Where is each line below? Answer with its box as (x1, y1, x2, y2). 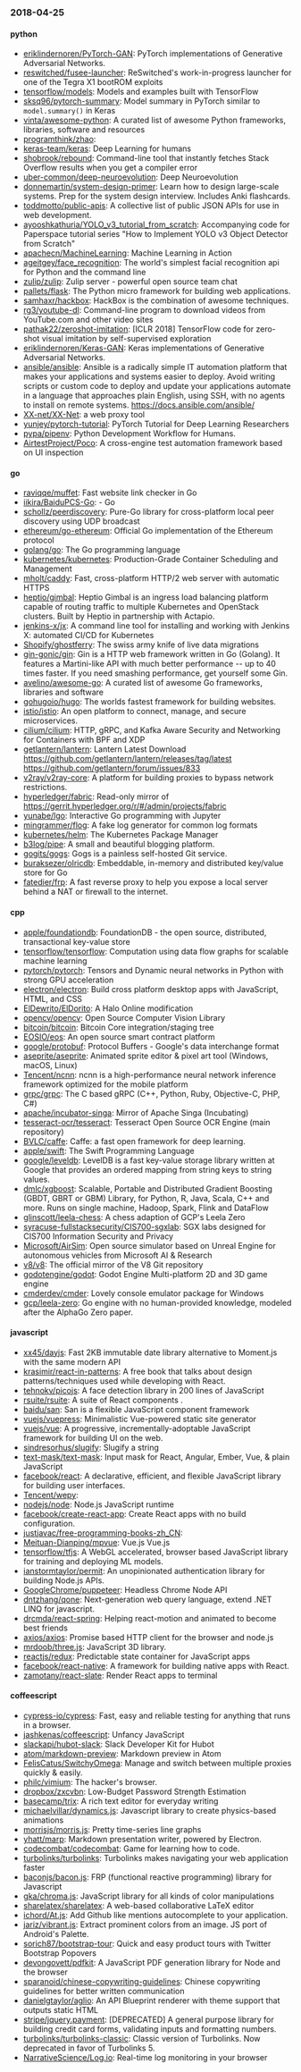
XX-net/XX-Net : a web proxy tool (22, 409, 146, 420)
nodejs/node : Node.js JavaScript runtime (22, 1499, 175, 1510)
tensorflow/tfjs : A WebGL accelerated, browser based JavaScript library (22, 1546, 288, 1557)
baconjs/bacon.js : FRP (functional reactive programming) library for (22, 1871, 272, 1882)
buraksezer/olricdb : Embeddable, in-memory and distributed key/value (22, 858, 284, 869)
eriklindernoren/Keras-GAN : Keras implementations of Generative (22, 342, 265, 354)
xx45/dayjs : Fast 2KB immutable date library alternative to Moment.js (22, 1347, 278, 1358)
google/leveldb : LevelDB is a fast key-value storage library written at (22, 1155, 275, 1166)
